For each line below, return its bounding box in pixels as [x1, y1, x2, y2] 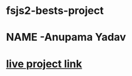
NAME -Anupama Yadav [6, 31, 126, 44]
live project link [6, 57, 82, 70]
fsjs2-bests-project [6, 4, 104, 17]
